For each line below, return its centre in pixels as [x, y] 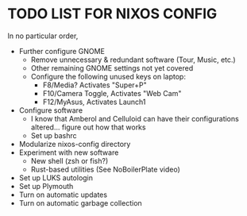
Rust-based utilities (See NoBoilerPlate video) [105, 169]
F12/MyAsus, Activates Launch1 [94, 102]
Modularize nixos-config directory [75, 144]
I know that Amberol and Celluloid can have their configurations [135, 118]
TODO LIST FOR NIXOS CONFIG [112, 14]
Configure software [51, 110]
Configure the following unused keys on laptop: [108, 76]
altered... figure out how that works [88, 127]
